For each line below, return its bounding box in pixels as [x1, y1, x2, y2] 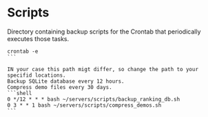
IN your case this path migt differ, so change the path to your [7, 66, 198, 73]
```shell [7, 90, 32, 96]
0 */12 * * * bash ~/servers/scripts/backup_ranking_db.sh [7, 96, 180, 103]
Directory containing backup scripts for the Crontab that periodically [7, 27, 201, 36]
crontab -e [7, 48, 39, 55]
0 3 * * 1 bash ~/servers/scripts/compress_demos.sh [7, 101, 162, 109]
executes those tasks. [7, 34, 70, 42]
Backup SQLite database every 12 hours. [7, 77, 125, 85]
